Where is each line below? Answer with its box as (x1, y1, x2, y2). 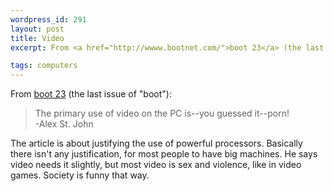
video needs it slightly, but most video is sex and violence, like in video (10, 159, 302, 171)
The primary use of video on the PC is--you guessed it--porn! (34, 107, 290, 120)
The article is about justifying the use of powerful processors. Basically (10, 137, 303, 150)
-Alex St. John (34, 118, 94, 130)
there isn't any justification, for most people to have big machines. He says (10, 148, 318, 160)
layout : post (10, 24, 65, 34)
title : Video (10, 33, 65, 43)
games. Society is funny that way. (10, 169, 150, 181)
